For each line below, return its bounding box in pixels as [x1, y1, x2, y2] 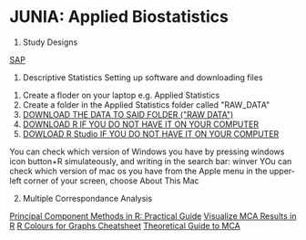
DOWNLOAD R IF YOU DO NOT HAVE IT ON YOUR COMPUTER [22, 119, 260, 130]
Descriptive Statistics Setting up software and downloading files [22, 71, 263, 83]
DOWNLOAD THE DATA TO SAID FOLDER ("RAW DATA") [22, 109, 234, 120]
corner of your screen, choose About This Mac [23, 175, 199, 186]
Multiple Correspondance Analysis [22, 193, 153, 203]
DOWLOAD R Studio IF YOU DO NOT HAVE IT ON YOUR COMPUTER [22, 128, 280, 139]
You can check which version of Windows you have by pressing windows [9, 146, 285, 157]
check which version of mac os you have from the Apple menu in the [9, 165, 268, 176]
